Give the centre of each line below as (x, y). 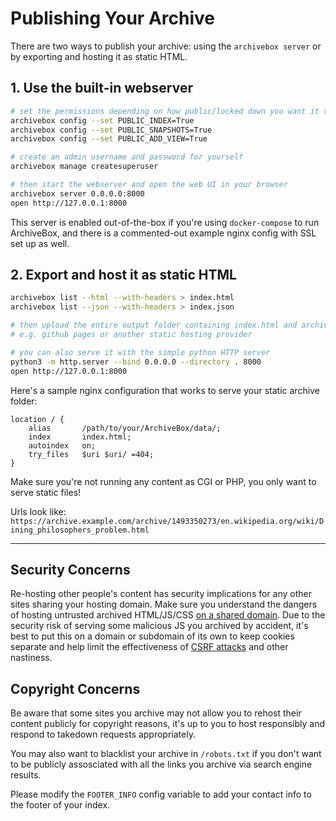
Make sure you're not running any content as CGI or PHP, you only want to (163, 481)
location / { (37, 419)
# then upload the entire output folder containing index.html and (154, 325)
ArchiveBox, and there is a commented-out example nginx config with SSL (163, 233)
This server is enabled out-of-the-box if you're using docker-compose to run (165, 222)
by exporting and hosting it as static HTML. (99, 56)
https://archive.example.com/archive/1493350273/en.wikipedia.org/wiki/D (167, 521)
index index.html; (80, 437)
